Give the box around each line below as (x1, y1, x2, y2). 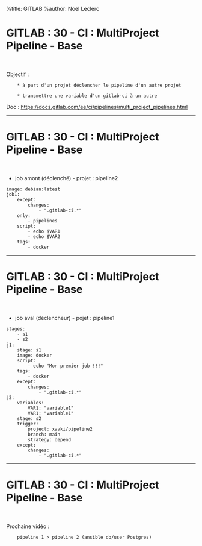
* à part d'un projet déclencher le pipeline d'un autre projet (17, 82, 182, 88)
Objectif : (6, 71, 29, 78)
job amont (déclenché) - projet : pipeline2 (14, 174, 118, 181)
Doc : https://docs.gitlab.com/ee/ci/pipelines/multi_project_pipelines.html (6, 103, 188, 110)
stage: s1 (17, 347, 42, 353)
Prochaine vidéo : (6, 522, 50, 530)
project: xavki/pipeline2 (28, 426, 93, 432)
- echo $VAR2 (28, 233, 61, 240)
